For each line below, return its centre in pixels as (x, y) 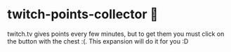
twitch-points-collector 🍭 (83, 14)
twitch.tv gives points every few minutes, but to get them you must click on (116, 34)
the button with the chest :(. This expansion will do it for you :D (98, 41)
